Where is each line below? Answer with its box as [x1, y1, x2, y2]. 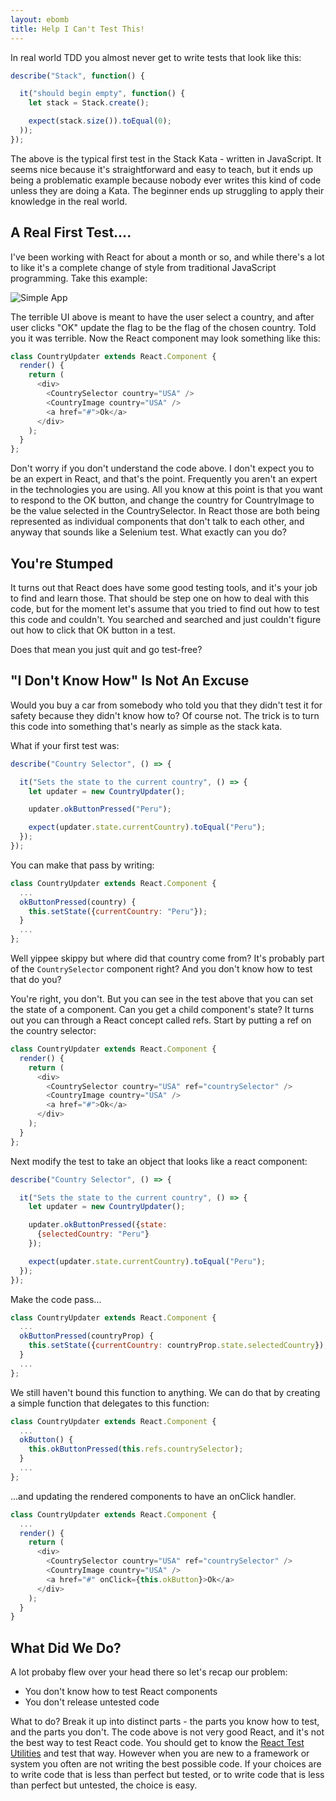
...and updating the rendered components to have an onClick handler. [10, 1490, 297, 1502]
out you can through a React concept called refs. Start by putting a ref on [10, 1014, 312, 1026]
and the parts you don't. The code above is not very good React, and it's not [10, 1726, 325, 1738]
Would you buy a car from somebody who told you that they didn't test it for [10, 699, 323, 711]
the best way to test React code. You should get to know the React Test [10, 1737, 305, 1749]
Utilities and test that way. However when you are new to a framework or [10, 1747, 310, 1760]
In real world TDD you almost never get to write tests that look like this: [10, 51, 302, 63]
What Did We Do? [10, 1639, 122, 1656]
